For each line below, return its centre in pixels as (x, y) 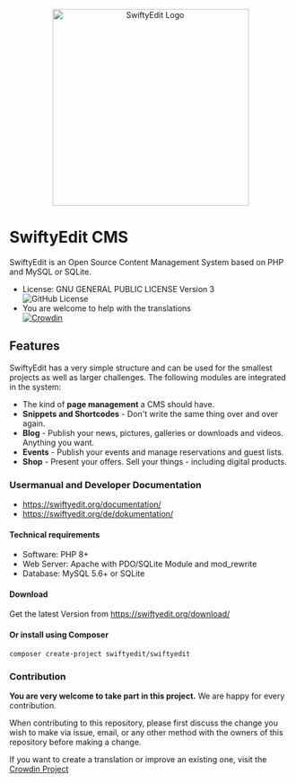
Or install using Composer (59, 635)
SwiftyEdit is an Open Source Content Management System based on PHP (147, 262)
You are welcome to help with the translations (106, 308)
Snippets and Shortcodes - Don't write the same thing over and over (150, 414)
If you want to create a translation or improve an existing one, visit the (138, 759)
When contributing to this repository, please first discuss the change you (144, 723)
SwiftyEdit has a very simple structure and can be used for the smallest (141, 368)
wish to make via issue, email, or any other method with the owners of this (147, 732)
